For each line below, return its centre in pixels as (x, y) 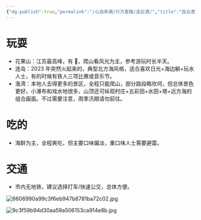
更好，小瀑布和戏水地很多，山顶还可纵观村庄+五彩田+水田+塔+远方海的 (103, 91)
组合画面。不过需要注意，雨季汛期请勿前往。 (70, 98)
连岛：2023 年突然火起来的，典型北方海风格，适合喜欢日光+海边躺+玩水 (104, 68)
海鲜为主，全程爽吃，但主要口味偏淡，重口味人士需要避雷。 (88, 143)
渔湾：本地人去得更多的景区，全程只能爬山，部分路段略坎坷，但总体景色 (104, 83)
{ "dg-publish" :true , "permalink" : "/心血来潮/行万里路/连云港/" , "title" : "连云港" (102, 12)
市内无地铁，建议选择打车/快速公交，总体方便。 (74, 187)
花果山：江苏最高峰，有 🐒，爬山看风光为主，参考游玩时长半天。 (94, 61)
